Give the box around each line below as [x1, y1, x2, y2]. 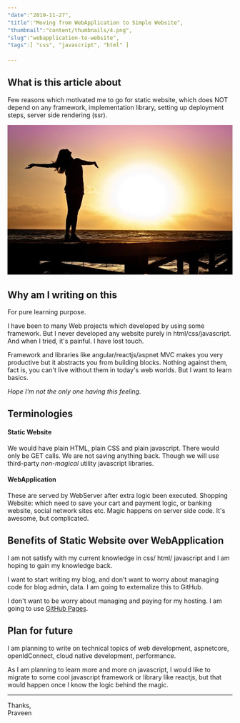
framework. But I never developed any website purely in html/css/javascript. [7, 329, 231, 338]
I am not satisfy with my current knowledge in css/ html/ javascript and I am [7, 554, 230, 562]
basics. [7, 374, 29, 382]
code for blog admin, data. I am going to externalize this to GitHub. [7, 582, 204, 591]
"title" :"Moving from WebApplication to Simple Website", [7, 19, 184, 26]
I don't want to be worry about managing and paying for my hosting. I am [7, 597, 223, 605]
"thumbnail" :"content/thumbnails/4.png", [7, 26, 133, 34]
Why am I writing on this [7, 289, 118, 301]
